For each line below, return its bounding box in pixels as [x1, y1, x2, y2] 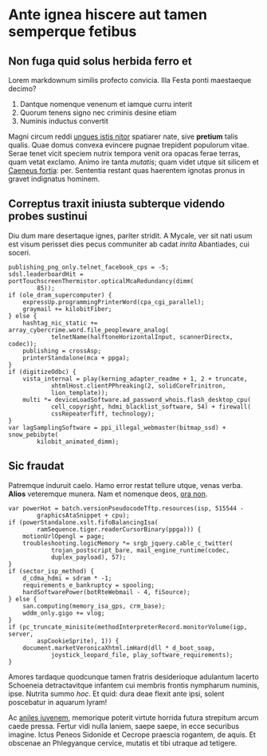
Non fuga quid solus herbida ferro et [8, 54, 193, 68]
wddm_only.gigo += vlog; [22, 608, 105, 617]
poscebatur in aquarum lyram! [8, 697, 108, 707]
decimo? [8, 84, 37, 93]
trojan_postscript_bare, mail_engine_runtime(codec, [50, 546, 230, 554]
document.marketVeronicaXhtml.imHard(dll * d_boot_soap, [22, 644, 216, 652]
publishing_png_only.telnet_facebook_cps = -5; [8, 263, 170, 271]
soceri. [8, 247, 31, 257]
